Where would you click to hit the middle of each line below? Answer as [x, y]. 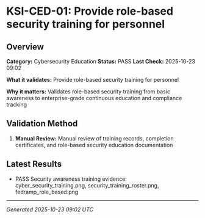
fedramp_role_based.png [47, 192]
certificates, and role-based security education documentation [94, 145]
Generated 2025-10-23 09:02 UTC [50, 209]
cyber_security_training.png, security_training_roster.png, [87, 185]
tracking [17, 104]
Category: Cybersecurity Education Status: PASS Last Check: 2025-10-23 [101, 61]
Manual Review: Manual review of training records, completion [94, 138]
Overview [25, 47]
